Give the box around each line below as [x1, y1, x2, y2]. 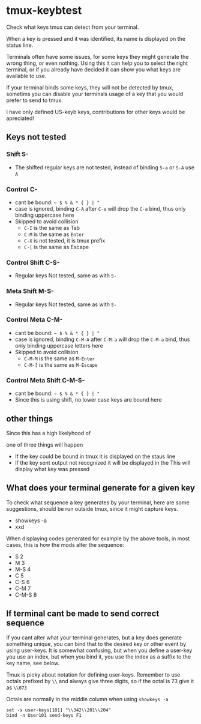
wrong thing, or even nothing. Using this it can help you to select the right [6, 59, 188, 67]
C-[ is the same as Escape [23, 243, 89, 250]
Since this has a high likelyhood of [6, 429, 91, 436]
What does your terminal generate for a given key [6, 483, 195, 493]
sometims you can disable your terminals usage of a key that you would [6, 90, 184, 97]
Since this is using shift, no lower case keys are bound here [14, 396, 162, 403]
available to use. [6, 72, 47, 79]
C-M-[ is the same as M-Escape [23, 361, 98, 368]
